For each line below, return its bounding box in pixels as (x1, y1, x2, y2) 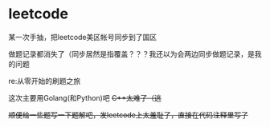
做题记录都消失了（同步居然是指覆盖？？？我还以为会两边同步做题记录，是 (8, 49, 255, 58)
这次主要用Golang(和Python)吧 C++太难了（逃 (8, 93, 162, 102)
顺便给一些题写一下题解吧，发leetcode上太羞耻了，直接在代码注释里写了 (8, 109, 249, 120)
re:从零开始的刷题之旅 (8, 76, 81, 85)
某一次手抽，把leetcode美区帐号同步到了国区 (8, 32, 157, 42)
